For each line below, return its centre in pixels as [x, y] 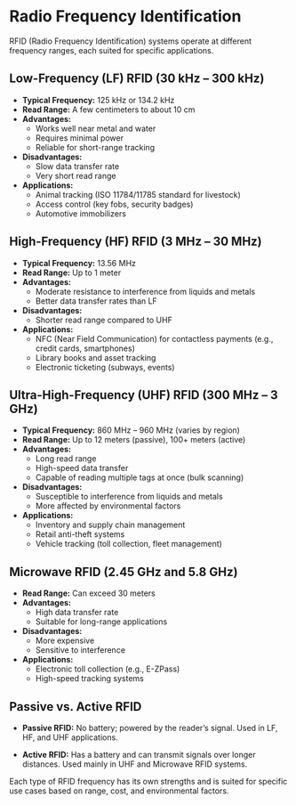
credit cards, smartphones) [85, 348]
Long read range [66, 459]
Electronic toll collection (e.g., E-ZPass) [108, 669]
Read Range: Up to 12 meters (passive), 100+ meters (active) [134, 440]
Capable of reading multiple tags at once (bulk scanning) [140, 477]
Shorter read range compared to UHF [104, 320]
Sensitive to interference [80, 650]
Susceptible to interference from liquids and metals [129, 497]
